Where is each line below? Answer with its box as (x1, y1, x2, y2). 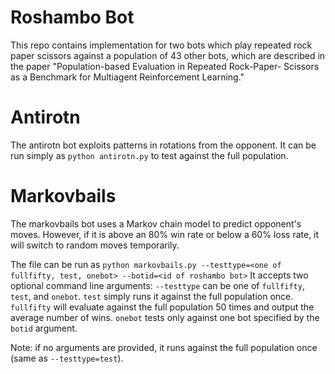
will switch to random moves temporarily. (10, 239, 180, 251)
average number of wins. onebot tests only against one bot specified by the (10, 311, 320, 323)
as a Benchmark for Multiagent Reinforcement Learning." (10, 71, 245, 83)
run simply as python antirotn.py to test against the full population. (10, 149, 289, 161)
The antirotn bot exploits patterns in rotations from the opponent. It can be (10, 139, 317, 151)
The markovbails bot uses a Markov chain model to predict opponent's (10, 217, 302, 230)
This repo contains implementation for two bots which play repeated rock (10, 39, 313, 51)
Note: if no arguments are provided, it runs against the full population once (10, 341, 318, 353)
